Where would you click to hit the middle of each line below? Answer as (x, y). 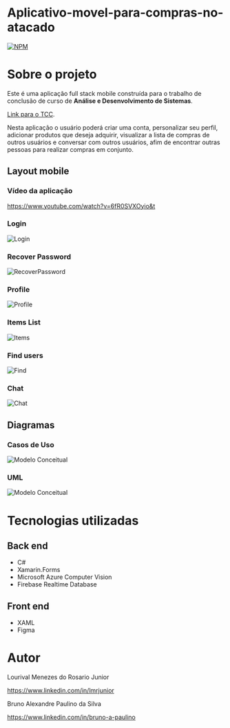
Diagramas (31, 425)
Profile (19, 290)
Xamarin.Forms (39, 570)
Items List (24, 322)
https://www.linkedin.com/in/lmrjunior (61, 691)
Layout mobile (38, 171)
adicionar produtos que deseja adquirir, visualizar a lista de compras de (108, 135)
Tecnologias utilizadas (73, 521)
